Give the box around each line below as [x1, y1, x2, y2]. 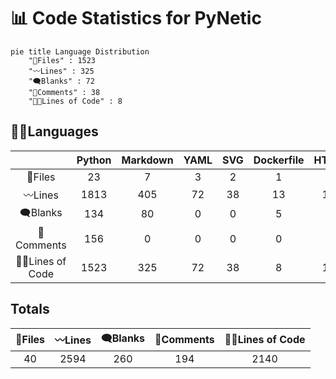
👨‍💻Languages [10, 123, 99, 140]
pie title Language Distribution [10, 46, 150, 57]
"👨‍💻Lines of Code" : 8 [28, 96, 123, 106]
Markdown [121, 153, 174, 167]
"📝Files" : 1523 [28, 55, 97, 65]
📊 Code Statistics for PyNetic [10, 7, 262, 30]
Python [76, 153, 112, 167]
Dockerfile [253, 153, 305, 167]
